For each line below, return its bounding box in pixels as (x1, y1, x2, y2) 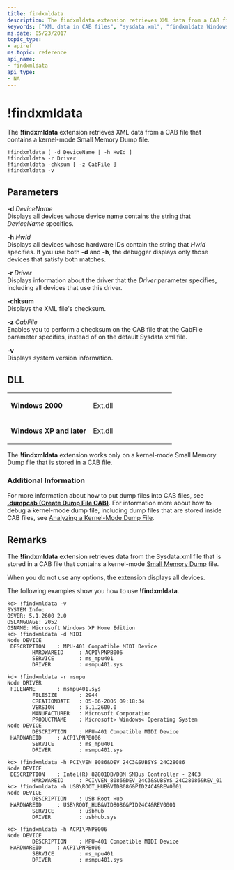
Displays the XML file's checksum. (7, 305, 107, 313)
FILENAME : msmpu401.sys (10, 686, 101, 693)
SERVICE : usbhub (32, 808, 104, 815)
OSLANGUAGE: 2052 (7, 618, 58, 626)
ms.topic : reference (7, 49, 68, 56)
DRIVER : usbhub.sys (32, 814, 117, 821)
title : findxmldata (7, 10, 64, 17)
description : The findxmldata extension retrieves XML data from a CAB (7, 17, 219, 24)
